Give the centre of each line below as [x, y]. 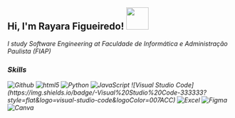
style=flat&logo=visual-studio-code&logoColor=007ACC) [92, 100]
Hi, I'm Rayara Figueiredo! [66, 27]
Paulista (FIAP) [29, 51]
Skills [17, 70]
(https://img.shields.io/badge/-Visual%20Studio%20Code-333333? [107, 92]
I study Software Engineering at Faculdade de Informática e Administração [117, 43]
